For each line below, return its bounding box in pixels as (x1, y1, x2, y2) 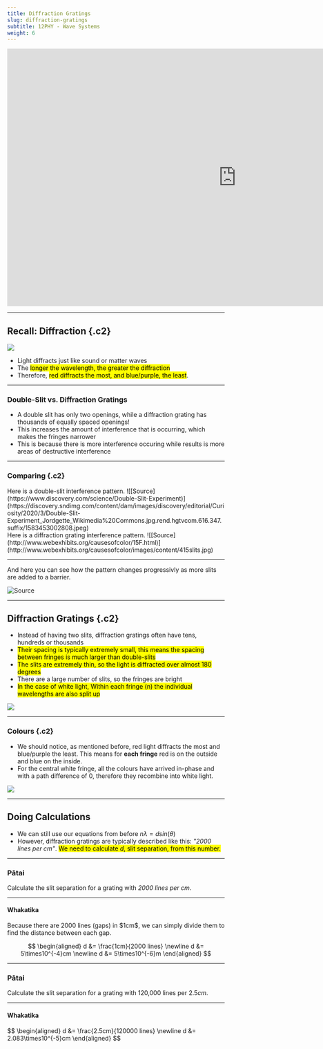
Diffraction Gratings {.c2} (7, 613, 119, 624)
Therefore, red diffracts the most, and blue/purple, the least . (17, 371, 188, 380)
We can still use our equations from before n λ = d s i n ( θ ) (17, 829, 176, 837)
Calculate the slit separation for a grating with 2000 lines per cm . (7, 883, 192, 892)
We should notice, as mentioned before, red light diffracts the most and (17, 742, 221, 750)
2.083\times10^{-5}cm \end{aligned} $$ (7, 1034, 121, 1042)
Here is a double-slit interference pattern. (7, 487, 126, 495)
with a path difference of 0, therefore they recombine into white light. (17, 772, 214, 780)
